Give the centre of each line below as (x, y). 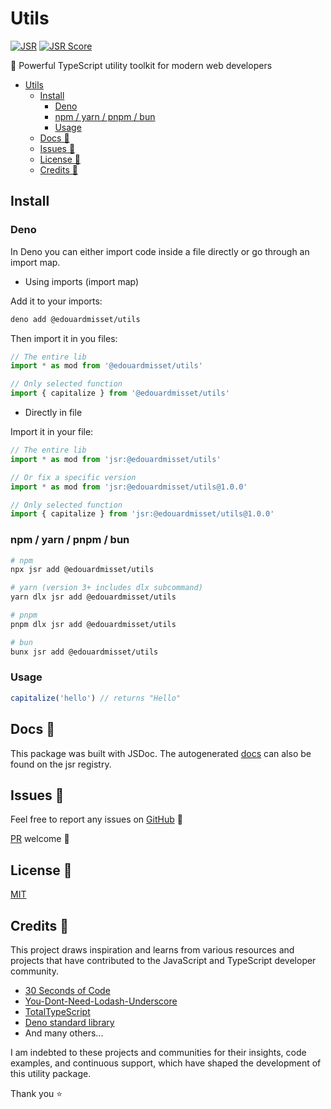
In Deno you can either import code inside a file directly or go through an (160, 251)
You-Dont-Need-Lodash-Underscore (101, 1001)
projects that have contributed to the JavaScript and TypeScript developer (163, 960)
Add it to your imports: (56, 301)
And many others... (64, 1033)
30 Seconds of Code (67, 990)
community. (34, 971)
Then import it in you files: (64, 338)
